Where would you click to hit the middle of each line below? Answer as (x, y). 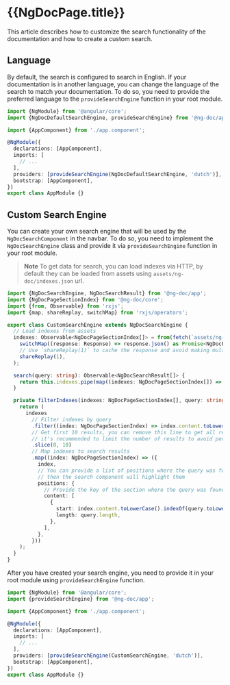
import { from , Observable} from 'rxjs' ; (66, 306)
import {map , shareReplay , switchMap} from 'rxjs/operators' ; (98, 312)
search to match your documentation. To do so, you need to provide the (108, 91)
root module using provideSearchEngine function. (76, 580)
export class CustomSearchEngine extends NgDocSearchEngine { (98, 325)
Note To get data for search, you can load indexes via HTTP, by (113, 266)
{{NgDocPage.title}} (66, 13)
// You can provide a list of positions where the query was (126, 471)
